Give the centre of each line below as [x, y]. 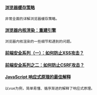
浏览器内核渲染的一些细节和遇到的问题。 [39, 42]
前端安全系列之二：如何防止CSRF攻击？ [45, 65]
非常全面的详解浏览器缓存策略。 [32, 19]
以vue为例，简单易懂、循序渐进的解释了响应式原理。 [50, 88]
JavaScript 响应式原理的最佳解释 [38, 77]
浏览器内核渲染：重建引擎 [31, 30]
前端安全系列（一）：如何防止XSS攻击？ [44, 53]
